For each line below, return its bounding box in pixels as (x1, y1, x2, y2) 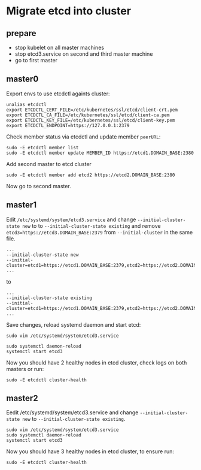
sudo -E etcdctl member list (6, 144, 79, 150)
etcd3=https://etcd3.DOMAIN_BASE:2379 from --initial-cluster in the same (6, 228, 193, 236)
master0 (6, 74, 39, 85)
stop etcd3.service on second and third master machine (14, 50, 153, 58)
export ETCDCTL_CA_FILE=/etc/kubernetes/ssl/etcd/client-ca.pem (6, 112, 170, 118)
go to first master (14, 57, 58, 64)
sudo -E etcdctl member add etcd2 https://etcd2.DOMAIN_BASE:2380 (6, 172, 175, 178)
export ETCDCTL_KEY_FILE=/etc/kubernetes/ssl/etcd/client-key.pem (6, 117, 175, 123)
